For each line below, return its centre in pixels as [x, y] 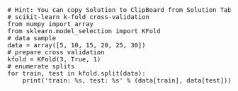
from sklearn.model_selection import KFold [84, 31]
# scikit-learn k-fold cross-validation [79, 17]
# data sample [32, 38]
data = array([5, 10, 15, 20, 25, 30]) [76, 45]
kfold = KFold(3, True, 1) [54, 59]
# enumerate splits [41, 66]
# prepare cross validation [56, 52]
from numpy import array [50, 24]
